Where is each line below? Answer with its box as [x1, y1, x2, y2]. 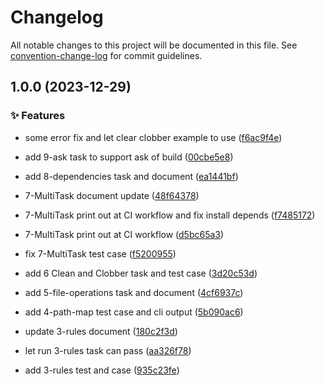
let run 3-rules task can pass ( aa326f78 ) [24, 344, 192, 356]
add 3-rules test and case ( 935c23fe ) [24, 364, 180, 376]
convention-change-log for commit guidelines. [10, 49, 203, 61]
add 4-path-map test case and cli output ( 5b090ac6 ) [24, 306, 244, 318]
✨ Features [10, 109, 66, 123]
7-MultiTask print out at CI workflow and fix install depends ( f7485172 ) [24, 209, 316, 221]
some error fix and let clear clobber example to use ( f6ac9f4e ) [24, 131, 283, 143]
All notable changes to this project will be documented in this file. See [10, 39, 298, 51]
